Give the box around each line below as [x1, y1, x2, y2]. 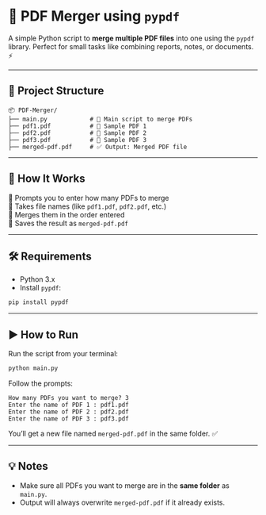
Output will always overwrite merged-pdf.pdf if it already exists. [19, 498, 226, 507]
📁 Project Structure [8, 84, 104, 98]
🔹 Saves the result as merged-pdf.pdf [8, 218, 129, 228]
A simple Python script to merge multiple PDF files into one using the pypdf [8, 33, 255, 43]
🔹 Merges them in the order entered [8, 209, 125, 219]
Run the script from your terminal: [8, 349, 119, 359]
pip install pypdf [8, 298, 69, 306]
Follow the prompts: [8, 379, 74, 388]
